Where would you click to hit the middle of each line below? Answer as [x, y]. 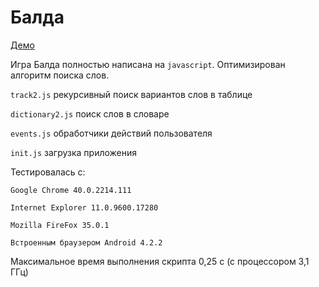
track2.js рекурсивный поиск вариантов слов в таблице [131, 94]
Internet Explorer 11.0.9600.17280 [84, 207]
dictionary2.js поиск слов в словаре [90, 113]
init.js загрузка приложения [74, 152]
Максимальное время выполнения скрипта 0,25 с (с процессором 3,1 [160, 261]
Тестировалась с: [48, 172]
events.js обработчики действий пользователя [111, 133]
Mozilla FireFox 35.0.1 [60, 225]
